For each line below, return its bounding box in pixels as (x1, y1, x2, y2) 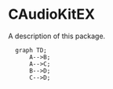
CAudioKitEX (8, 5, 96, 23)
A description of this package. (8, 31, 106, 41)
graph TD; (15, 46, 47, 54)
